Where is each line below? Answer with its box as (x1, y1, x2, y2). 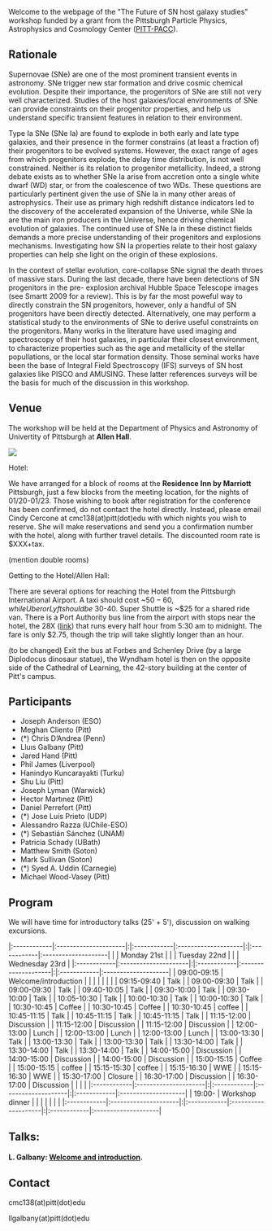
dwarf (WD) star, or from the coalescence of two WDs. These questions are (8, 180, 261, 190)
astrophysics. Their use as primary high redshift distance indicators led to (8, 197, 255, 207)
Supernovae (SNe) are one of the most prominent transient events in (8, 69, 238, 79)
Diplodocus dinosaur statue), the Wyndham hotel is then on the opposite (8, 654, 251, 664)
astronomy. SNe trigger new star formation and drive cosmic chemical (8, 77, 244, 88)
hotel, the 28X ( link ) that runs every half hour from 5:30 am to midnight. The (8, 620, 262, 630)
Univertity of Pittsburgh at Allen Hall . (8, 432, 132, 441)
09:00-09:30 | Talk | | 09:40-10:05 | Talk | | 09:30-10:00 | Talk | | (8, 985, 225, 995)
